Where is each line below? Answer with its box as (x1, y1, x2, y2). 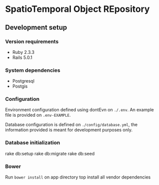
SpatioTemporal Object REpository (5, 3, 150, 15)
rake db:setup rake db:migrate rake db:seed (5, 150, 95, 156)
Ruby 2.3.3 (12, 49, 35, 55)
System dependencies (5, 67, 60, 74)
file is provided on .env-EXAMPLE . (5, 112, 71, 118)
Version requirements (5, 38, 59, 45)
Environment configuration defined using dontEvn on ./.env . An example (5, 107, 155, 113)
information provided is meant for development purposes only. (5, 127, 133, 133)
